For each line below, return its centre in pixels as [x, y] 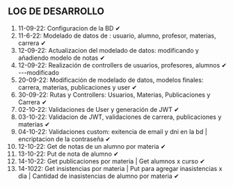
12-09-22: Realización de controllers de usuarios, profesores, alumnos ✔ [122, 65]
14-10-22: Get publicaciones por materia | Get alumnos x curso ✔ [111, 161]
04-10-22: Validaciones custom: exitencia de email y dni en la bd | [112, 131]
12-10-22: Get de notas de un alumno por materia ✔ [92, 146]
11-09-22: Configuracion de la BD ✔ [69, 28]
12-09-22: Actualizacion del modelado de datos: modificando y [108, 50]
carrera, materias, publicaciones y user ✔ [78, 87]
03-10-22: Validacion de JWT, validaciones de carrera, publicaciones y [120, 117]
